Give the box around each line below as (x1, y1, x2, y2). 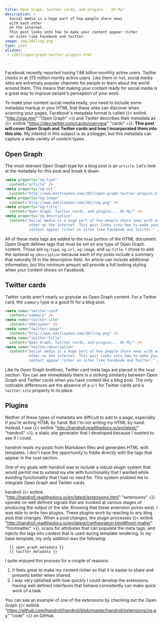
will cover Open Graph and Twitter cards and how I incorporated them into (5, 126, 157, 132)
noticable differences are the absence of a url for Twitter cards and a (5, 382, 144, 388)
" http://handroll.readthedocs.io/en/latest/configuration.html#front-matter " (5, 520, 153, 526)
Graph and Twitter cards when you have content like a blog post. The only (5, 377, 153, 383)
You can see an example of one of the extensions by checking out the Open (5, 597, 157, 603)
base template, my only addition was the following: (5, 535, 107, 541)
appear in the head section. (5, 455, 59, 460)
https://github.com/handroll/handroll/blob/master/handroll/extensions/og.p (7, 607, 157, 613)
